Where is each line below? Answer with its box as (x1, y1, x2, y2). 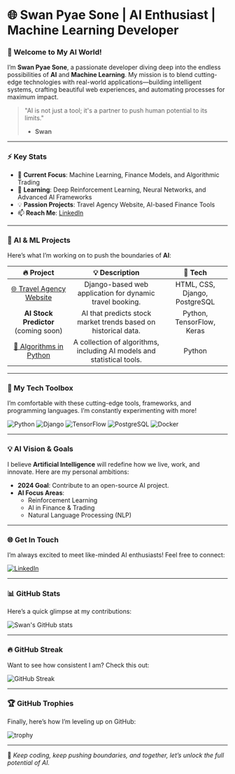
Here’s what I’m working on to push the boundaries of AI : (7, 251, 171, 260)
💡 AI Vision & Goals (7, 444, 73, 454)
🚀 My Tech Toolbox (7, 384, 73, 393)
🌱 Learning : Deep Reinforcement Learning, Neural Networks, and (17, 185, 206, 194)
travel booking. (92, 297, 141, 307)
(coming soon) (14, 326, 63, 336)
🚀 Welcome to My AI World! (7, 48, 103, 57)
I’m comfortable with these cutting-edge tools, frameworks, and (7, 399, 192, 407)
